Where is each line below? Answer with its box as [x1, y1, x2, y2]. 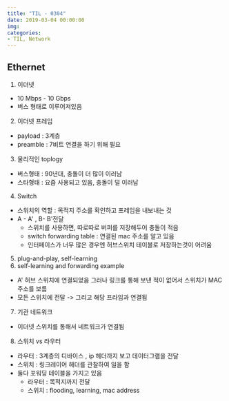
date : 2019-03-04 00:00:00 [7, 17, 85, 23]
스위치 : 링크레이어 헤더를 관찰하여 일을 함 [17, 360, 130, 369]
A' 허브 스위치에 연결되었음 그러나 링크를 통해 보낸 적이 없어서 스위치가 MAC [17, 276, 223, 284]
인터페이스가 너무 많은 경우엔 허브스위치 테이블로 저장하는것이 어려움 [27, 240, 212, 249]
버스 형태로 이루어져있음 [17, 102, 83, 110]
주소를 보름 [17, 284, 48, 293]
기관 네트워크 [17, 307, 53, 316]
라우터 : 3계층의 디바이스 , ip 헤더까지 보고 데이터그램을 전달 [17, 351, 179, 360]
